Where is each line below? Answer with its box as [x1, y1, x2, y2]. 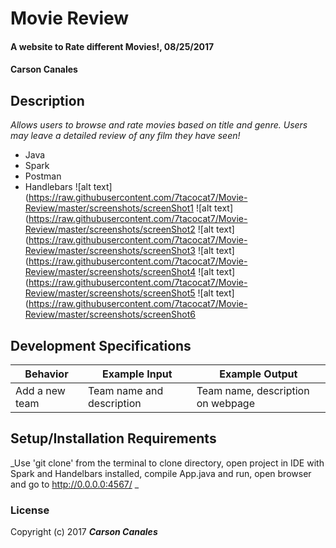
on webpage [196, 397, 256, 410]
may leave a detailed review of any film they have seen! [10, 130, 241, 142]
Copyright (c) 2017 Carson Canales [10, 526, 158, 538]
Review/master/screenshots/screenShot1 [24, 202, 195, 214]
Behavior [24, 367, 69, 381]
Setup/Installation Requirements [10, 430, 217, 447]
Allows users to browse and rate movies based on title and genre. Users [10, 119, 308, 131]
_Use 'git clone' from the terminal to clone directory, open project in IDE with [10, 457, 325, 469]
